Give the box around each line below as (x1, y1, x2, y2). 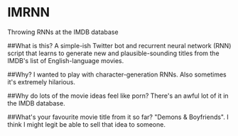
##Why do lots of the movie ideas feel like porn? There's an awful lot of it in (7, 91, 229, 100)
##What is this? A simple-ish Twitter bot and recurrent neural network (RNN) (7, 41, 232, 50)
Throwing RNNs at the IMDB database (7, 28, 119, 36)
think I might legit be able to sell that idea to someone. (7, 120, 166, 128)
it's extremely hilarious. (7, 77, 76, 86)
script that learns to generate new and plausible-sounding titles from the (7, 49, 220, 57)
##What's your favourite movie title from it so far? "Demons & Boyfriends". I (7, 113, 229, 121)
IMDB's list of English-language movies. (7, 56, 124, 64)
